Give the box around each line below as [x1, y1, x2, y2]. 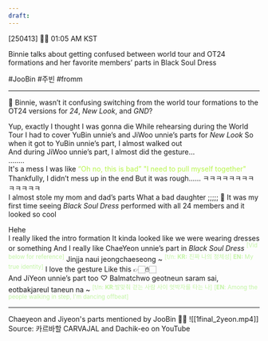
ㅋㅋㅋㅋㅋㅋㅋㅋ [202, 173, 254, 183]
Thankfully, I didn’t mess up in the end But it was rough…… [8, 173, 201, 183]
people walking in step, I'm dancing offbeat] [8, 293, 129, 301]
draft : [8, 11, 30, 20]
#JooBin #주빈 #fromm [8, 73, 83, 84]
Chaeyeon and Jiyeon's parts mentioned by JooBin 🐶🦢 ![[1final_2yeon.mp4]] [8, 315, 259, 324]
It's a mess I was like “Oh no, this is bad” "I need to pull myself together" [8, 164, 246, 173]
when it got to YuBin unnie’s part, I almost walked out [8, 138, 183, 148]
